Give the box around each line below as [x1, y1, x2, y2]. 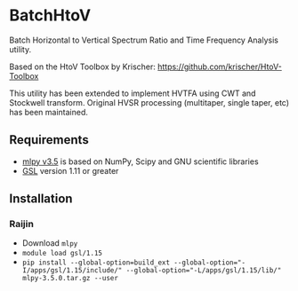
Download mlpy [21, 238, 78, 248]
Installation [9, 192, 73, 207]
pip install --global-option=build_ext [21, 258, 171, 267]
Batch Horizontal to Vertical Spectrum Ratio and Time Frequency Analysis [9, 35, 278, 45]
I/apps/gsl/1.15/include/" [21, 266, 123, 275]
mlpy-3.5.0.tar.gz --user [21, 274, 118, 283]
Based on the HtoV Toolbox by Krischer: [9, 61, 156, 72]
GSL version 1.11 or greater [21, 165, 119, 176]
